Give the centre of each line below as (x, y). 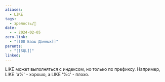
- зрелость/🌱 (23, 23)
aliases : (14, 10)
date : (11, 28)
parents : (14, 46)
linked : (13, 55)
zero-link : (16, 37)
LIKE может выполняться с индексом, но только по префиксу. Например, (83, 69)
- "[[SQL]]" (22, 51)
